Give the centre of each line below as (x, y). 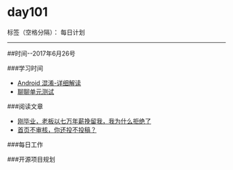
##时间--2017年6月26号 (42, 53)
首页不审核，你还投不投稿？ (57, 130)
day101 (28, 12)
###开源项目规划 (31, 159)
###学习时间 (25, 68)
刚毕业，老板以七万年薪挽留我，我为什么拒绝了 (84, 121)
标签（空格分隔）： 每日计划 (46, 32)
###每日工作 (25, 144)
